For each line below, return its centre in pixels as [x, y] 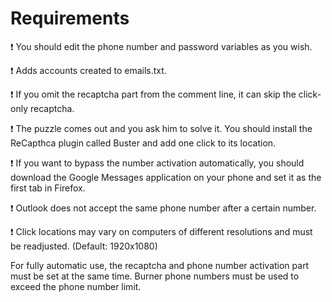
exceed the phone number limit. [76, 286]
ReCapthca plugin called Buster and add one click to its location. [143, 143]
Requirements [70, 18]
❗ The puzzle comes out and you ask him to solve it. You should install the [161, 128]
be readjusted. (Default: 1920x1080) [84, 246]
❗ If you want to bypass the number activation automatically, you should [157, 163]
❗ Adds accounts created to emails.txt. [88, 70]
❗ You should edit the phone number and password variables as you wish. [161, 46]
